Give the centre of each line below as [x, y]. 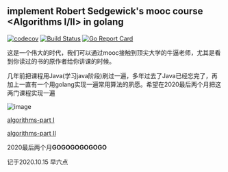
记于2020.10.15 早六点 [38, 162]
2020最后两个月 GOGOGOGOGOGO [57, 147]
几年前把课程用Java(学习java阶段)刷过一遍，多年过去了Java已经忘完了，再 [112, 75]
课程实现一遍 [37, 93]
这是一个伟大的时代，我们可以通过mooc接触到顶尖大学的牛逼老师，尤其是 [111, 52]
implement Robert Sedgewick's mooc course [105, 11]
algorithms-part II [32, 133]
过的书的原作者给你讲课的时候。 [70, 61]
